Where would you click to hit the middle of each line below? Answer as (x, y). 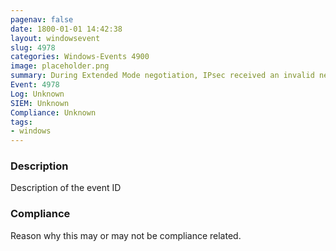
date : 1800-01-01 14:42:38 (66, 29)
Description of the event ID (66, 188)
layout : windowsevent (55, 38)
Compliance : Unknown (53, 112)
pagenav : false (42, 19)
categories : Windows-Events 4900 (80, 57)
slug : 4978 (33, 47)
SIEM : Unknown (40, 103)
